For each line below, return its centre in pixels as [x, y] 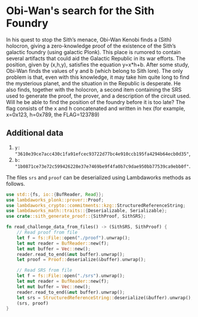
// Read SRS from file [44, 271]
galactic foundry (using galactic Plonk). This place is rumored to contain [93, 52]
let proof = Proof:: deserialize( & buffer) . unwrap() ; [81, 260]
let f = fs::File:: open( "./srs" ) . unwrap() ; [71, 276]
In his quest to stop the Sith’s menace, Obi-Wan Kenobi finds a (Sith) [89, 39]
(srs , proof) [33, 303]
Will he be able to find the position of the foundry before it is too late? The [96, 102]
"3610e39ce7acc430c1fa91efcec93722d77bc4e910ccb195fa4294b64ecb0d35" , [103, 154]
